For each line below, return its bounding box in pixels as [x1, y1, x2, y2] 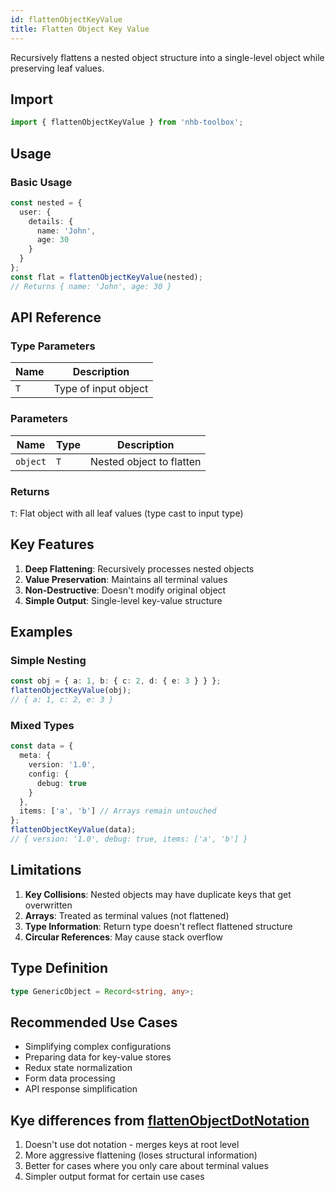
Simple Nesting [10, 654, 87, 668]
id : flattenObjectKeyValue [10, 14, 123, 25]
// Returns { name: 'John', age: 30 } [10, 281, 172, 291]
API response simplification [24, 1083, 138, 1095]
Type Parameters [10, 339, 96, 353]
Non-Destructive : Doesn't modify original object [24, 584, 227, 596]
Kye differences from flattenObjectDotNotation [10, 1112, 310, 1129]
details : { [28, 216, 74, 226]
